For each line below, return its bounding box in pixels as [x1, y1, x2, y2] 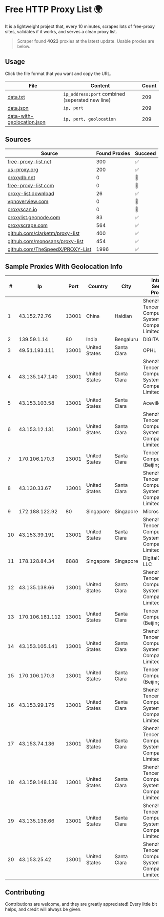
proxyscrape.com [7, 222, 48, 228]
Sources [5, 135, 31, 144]
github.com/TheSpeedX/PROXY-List [7, 246, 92, 252]
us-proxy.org [7, 166, 39, 173]
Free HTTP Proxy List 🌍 [5, 4, 103, 15]
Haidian [114, 313, 132, 320]
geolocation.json [7, 119, 46, 125]
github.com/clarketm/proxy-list [7, 230, 80, 237]
